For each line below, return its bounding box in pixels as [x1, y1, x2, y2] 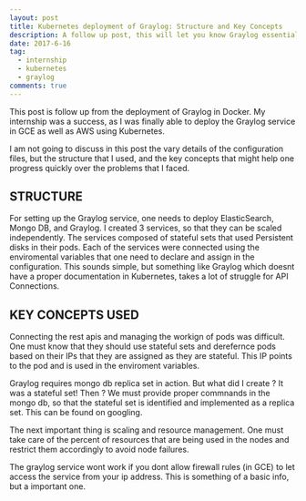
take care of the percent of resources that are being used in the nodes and [9, 435, 290, 445]
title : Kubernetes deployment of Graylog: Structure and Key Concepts [9, 22, 283, 31]
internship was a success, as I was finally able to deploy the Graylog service [9, 116, 296, 127]
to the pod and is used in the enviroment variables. [9, 361, 200, 372]
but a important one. [9, 481, 87, 492]
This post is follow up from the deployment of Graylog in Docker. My [9, 106, 266, 117]
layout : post [9, 13, 59, 23]
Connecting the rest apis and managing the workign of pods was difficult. [9, 332, 285, 343]
